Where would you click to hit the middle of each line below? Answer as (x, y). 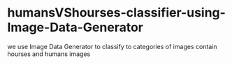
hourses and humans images (49, 54)
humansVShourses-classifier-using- (116, 13)
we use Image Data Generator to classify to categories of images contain (113, 46)
